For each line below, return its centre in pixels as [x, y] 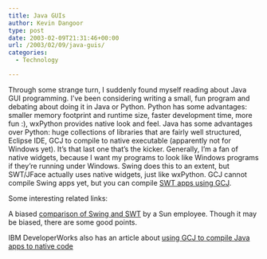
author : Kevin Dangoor [46, 23]
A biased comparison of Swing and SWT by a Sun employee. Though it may [133, 214]
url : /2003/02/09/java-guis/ [57, 45]
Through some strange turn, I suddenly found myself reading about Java [128, 89]
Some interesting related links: [58, 198]
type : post [26, 30]
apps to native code [41, 246]
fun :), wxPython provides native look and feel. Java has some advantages [131, 124]
